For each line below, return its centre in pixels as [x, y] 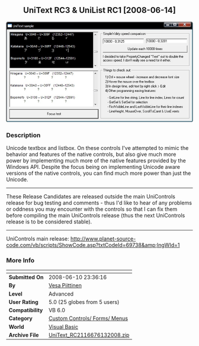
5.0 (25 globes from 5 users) [84, 302]
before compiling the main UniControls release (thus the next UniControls [96, 215]
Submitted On [26, 277]
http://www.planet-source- [103, 238]
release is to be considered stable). [49, 222]
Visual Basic [63, 326]
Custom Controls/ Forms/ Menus [88, 318]
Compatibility [26, 310]
